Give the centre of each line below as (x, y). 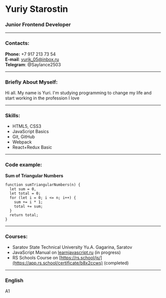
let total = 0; (25, 193)
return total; (24, 215)
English (14, 280)
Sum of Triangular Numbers (34, 175)
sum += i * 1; (28, 202)
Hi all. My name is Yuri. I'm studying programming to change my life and (78, 93)
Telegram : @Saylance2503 (33, 64)
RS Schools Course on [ (36, 257)
